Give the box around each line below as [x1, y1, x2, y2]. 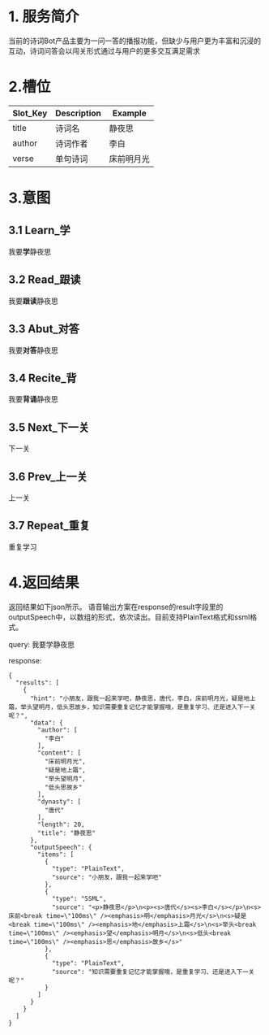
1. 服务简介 [8, 7, 79, 26]
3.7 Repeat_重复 [8, 519, 91, 533]
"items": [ [37, 850, 75, 859]
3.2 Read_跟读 [8, 273, 81, 287]
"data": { [29, 719, 63, 727]
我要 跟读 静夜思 [8, 296, 58, 306]
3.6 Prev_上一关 [8, 469, 88, 484]
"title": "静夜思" [37, 828, 96, 837]
